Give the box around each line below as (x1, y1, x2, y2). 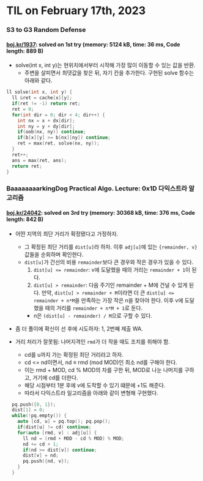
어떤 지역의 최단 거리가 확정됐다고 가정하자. (15, 230, 119, 237)
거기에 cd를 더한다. (32, 374, 78, 381)
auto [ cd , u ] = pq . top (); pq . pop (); (17, 419, 111, 425)
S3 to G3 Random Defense (6, 26, 86, 34)
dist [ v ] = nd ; (22, 452, 59, 459)
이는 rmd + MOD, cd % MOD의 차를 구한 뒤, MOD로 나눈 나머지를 (24, 366, 183, 373)
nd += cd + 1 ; (22, 441, 59, 447)
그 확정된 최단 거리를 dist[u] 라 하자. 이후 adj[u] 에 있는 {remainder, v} (24, 243, 197, 250)
